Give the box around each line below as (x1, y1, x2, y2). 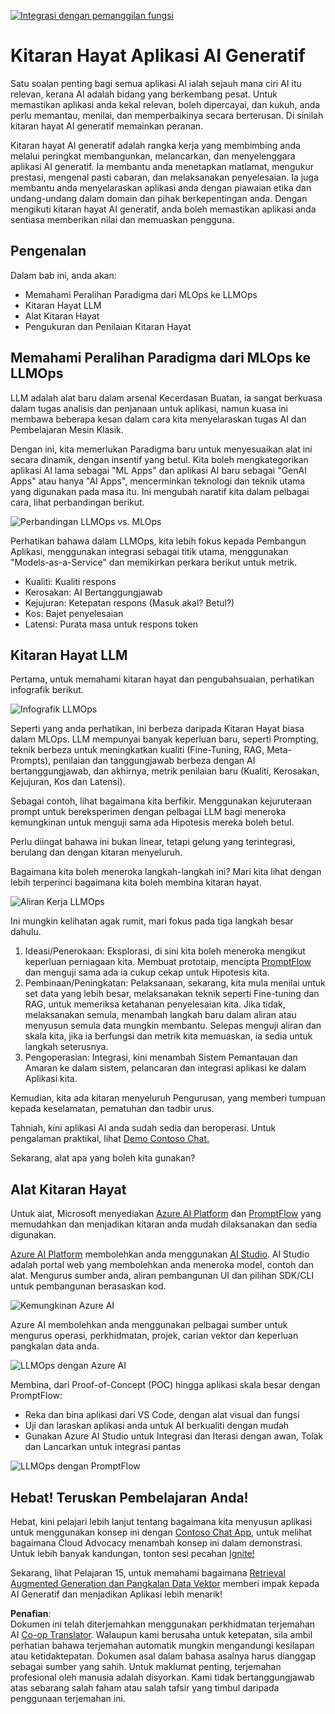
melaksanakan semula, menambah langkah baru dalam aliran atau (24, 1009, 297, 1021)
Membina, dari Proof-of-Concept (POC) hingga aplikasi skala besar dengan (10, 1379, 321, 1391)
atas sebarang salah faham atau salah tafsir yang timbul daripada (10, 1682, 280, 1694)
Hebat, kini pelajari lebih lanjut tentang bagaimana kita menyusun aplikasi (10, 1516, 313, 1527)
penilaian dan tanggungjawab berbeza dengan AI (53, 755, 256, 767)
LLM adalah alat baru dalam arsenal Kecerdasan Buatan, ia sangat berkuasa (10, 391, 323, 404)
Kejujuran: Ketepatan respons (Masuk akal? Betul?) (24, 596, 235, 609)
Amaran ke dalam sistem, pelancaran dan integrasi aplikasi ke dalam (24, 1062, 307, 1074)
